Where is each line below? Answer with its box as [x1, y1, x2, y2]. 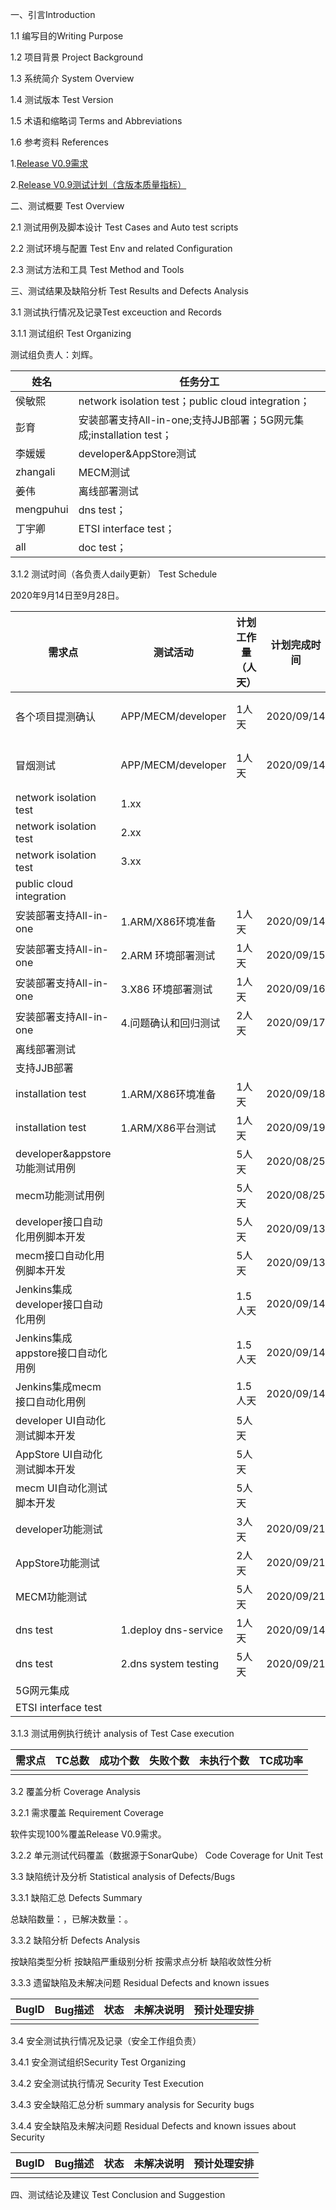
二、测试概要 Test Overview [10, 200, 125, 212]
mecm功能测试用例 [15, 1189, 105, 1202]
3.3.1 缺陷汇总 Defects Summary [10, 1892, 143, 1903]
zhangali [15, 465, 56, 478]
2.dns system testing [120, 1657, 220, 1670]
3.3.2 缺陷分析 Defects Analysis [10, 1934, 141, 1946]
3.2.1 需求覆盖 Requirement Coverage [10, 1807, 164, 1818]
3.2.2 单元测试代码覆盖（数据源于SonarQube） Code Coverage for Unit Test [10, 1849, 324, 1861]
